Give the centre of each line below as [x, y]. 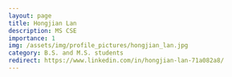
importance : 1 [32, 38]
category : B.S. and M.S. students [66, 53]
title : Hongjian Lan [43, 23]
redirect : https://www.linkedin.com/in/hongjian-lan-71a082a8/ [116, 61]
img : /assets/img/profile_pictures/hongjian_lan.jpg [98, 46]
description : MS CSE [43, 30]
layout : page [30, 16]
